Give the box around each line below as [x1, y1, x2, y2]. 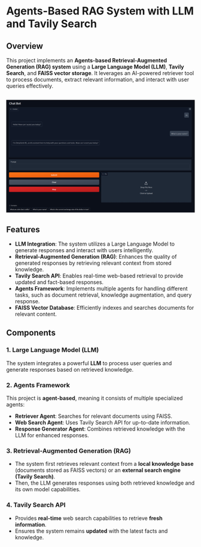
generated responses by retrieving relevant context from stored [14, 259, 172, 267]
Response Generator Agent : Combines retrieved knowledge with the [14, 425, 185, 432]
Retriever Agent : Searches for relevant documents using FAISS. [14, 413, 172, 420]
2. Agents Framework [6, 381, 70, 389]
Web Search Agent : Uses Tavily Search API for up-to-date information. [14, 419, 190, 426]
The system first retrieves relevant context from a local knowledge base [14, 461, 194, 468]
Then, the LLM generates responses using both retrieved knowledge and [14, 479, 195, 487]
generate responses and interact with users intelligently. [14, 246, 154, 253]
